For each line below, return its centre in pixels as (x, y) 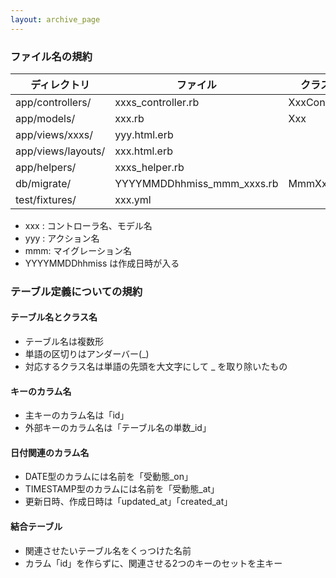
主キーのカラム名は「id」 (77, 415)
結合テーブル (36, 527)
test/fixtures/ (46, 199)
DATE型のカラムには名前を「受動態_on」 (108, 477)
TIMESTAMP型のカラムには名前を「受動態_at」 (122, 489)
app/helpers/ (46, 167)
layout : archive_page (55, 19)
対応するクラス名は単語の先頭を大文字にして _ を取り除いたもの (156, 367)
